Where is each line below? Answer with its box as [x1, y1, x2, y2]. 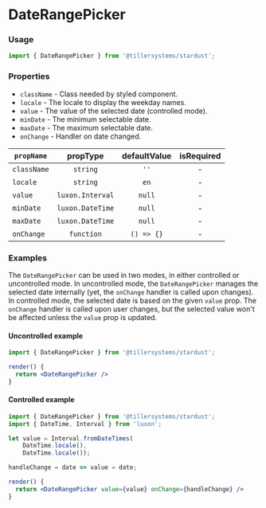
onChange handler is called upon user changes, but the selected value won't [8, 304, 255, 314]
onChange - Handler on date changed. [19, 131, 142, 141]
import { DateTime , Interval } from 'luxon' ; [8, 420, 162, 428]
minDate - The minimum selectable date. [19, 114, 151, 124]
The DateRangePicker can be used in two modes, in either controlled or [8, 270, 240, 279]
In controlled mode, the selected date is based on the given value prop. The [8, 295, 257, 305]
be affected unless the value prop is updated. [8, 312, 158, 322]
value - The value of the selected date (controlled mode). [19, 106, 208, 115]
